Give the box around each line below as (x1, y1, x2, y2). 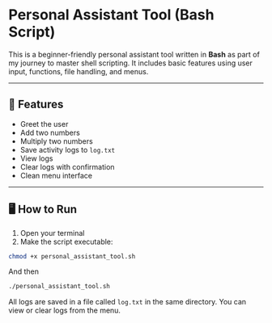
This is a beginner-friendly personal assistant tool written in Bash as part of (8, 49, 261, 59)
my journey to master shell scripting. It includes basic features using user (8, 58, 253, 68)
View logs (19, 153, 53, 163)
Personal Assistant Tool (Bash (8, 6, 215, 24)
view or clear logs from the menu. (8, 305, 121, 316)
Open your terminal (19, 228, 85, 237)
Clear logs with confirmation (19, 161, 115, 171)
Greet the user (19, 119, 69, 128)
